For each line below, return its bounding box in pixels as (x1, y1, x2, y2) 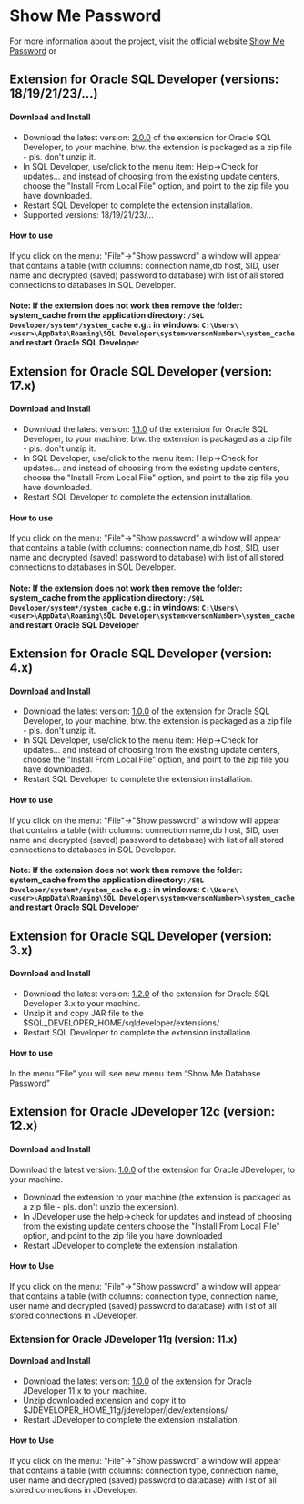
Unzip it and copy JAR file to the (22, 1007, 144, 1018)
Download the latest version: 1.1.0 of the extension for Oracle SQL (22, 423, 269, 434)
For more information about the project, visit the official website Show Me (9, 36, 285, 46)
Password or (9, 45, 57, 56)
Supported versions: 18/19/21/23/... (22, 209, 154, 220)
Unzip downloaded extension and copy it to (22, 1395, 187, 1406)
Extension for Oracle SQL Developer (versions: (9, 72, 279, 88)
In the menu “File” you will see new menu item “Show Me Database (9, 1067, 261, 1078)
